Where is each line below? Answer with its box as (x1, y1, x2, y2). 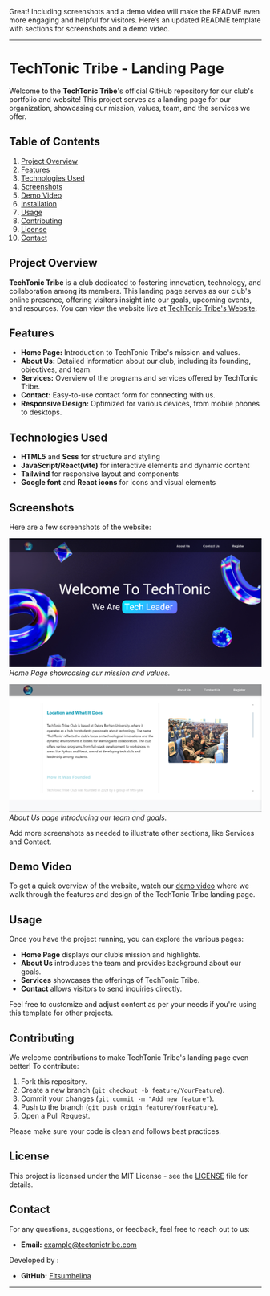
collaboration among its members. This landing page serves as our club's (9, 286, 252, 295)
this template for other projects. (9, 1008, 114, 1018)
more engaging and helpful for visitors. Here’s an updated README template (9, 15, 261, 25)
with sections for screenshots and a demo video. (9, 24, 171, 33)
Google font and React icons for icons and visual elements (20, 478, 216, 487)
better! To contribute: (9, 1062, 79, 1071)
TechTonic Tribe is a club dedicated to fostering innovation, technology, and (9, 277, 261, 287)
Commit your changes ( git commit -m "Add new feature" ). (20, 1094, 215, 1103)
